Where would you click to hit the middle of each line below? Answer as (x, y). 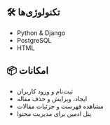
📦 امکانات (28, 71)
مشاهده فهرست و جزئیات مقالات (60, 106)
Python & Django (41, 33)
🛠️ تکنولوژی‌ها (33, 12)
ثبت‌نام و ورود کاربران (45, 91)
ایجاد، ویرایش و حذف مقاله (52, 98)
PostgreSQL (34, 40)
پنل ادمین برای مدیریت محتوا (54, 113)
